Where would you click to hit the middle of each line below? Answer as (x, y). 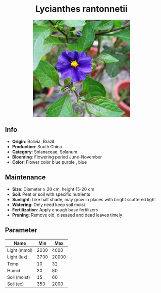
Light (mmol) (20, 250)
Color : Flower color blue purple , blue (49, 162)
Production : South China (37, 146)
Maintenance (25, 178)
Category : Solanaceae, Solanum (45, 152)
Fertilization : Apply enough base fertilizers (55, 209)
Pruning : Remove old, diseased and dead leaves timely (67, 215)
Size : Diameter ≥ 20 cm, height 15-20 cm (53, 189)
